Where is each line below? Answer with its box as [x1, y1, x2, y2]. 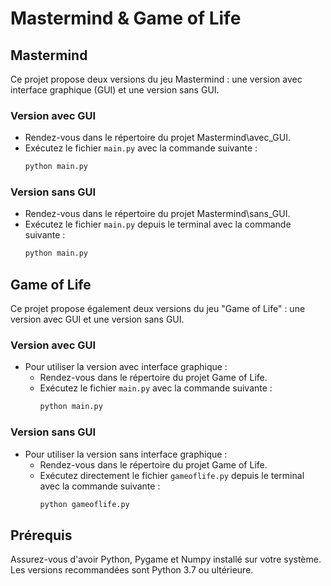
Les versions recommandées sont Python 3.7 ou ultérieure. [10, 564, 254, 576]
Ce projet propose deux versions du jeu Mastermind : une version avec [10, 73, 303, 85]
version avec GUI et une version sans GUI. [10, 313, 185, 326]
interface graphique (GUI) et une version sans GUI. [10, 84, 220, 96]
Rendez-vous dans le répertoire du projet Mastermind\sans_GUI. [24, 208, 291, 220]
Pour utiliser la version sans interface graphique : [24, 448, 228, 460]
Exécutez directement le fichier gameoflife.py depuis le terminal [39, 469, 305, 481]
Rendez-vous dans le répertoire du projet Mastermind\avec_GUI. [24, 132, 291, 144]
